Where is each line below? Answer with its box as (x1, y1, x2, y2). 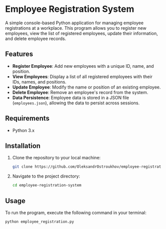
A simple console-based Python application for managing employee (5, 20, 144, 26)
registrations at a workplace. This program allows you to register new (5, 25, 147, 31)
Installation (5, 141, 41, 150)
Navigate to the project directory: (12, 173, 80, 179)
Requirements (5, 114, 50, 123)
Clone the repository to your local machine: (12, 155, 101, 161)
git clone (12, 164, 33, 169)
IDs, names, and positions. (12, 79, 67, 85)
